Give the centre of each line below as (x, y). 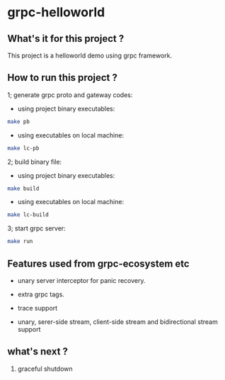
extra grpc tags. (41, 294)
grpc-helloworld (56, 12)
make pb (19, 121)
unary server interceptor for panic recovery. (81, 280)
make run (20, 242)
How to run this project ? (63, 78)
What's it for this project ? (66, 39)
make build (23, 189)
